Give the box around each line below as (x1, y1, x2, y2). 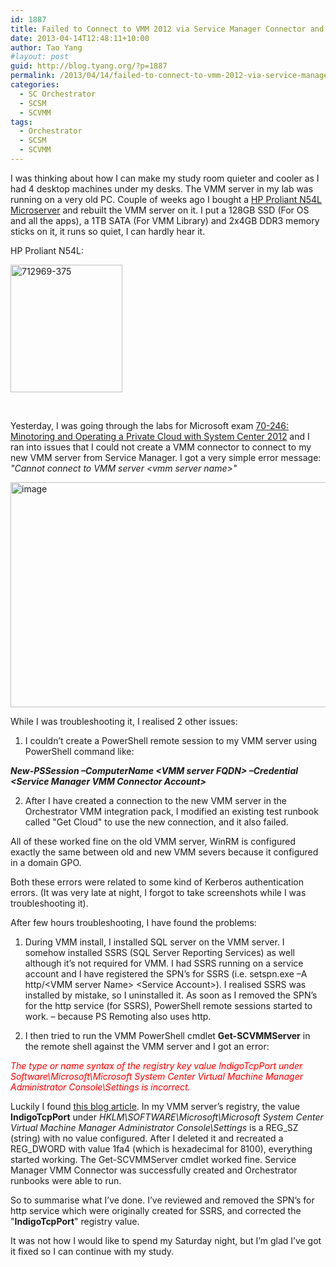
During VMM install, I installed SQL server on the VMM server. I (24, 936, 285, 948)
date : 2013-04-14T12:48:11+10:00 (10, 33, 150, 43)
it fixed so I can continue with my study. (10, 1245, 175, 1257)
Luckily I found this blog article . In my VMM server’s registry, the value (10, 1100, 301, 1112)
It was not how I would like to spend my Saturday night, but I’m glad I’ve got (10, 1234, 322, 1246)
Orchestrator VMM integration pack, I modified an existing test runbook (24, 805, 319, 817)
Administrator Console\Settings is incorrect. (10, 1081, 191, 1093)
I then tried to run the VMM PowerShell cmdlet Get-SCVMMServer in (24, 1029, 311, 1041)
